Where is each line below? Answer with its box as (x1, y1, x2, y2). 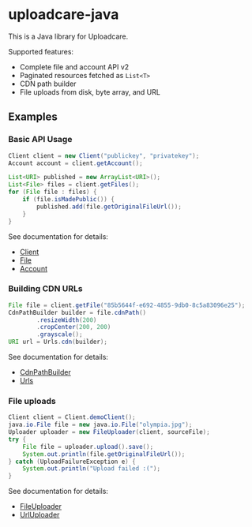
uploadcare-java (8, 6, 119, 24)
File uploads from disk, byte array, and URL (19, 87, 160, 96)
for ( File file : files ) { (8, 188, 97, 196)
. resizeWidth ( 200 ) (36, 316, 97, 324)
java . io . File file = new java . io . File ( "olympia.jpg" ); (8, 420, 193, 429)
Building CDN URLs (8, 283, 83, 294)
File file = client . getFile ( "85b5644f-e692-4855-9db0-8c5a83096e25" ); (8, 301, 246, 309)
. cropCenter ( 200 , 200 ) (36, 323, 111, 331)
